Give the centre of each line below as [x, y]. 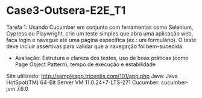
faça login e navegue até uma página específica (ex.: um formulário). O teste [101, 40]
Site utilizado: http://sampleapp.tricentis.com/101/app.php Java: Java [92, 76]
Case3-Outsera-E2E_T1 [66, 11]
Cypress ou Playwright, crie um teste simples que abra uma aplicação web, [100, 33]
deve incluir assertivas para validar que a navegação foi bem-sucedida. [95, 46]
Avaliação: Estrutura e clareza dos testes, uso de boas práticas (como [102, 58]
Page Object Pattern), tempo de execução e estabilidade [85, 64]
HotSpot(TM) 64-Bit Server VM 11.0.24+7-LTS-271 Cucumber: [83, 82]
